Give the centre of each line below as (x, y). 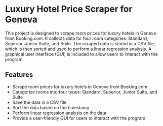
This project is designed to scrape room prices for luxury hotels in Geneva (81, 33)
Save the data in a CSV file (39, 102)
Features (19, 75)
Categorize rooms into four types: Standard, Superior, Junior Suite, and (85, 92)
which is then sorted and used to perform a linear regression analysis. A (78, 49)
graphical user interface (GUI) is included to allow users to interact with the (81, 54)
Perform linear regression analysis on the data (59, 113)
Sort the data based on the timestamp (51, 107)
